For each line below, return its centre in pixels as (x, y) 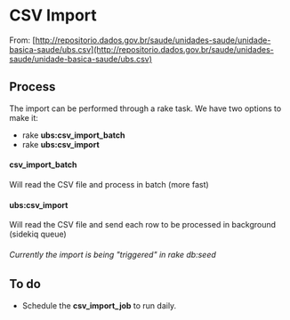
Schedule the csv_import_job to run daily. (99, 305)
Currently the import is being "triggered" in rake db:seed (113, 254)
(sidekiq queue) (38, 234)
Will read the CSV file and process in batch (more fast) (109, 184)
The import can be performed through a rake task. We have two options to (145, 108)
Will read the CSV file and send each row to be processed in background (143, 225)
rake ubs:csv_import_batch (73, 135)
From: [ (22, 40)
